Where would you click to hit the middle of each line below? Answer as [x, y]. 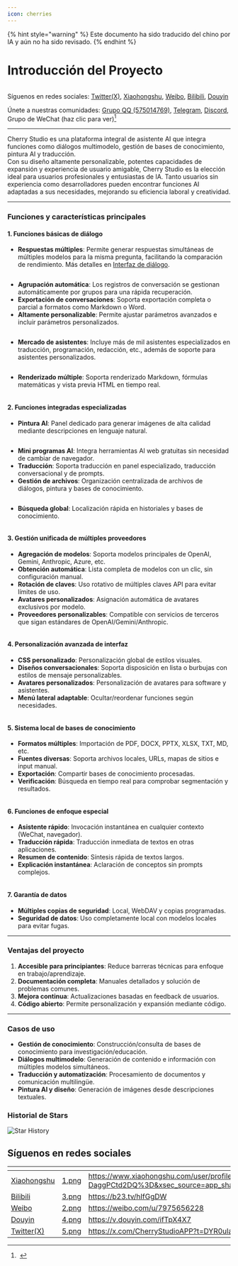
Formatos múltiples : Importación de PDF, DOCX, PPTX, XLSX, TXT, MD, [123, 744]
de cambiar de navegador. [56, 458]
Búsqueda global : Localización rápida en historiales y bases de [110, 508]
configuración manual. [50, 576]
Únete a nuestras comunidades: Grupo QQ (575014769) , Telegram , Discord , [118, 110]
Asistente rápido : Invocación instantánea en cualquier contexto [110, 827]
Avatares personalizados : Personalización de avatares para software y [122, 683]
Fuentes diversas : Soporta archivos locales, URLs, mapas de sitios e [118, 759]
